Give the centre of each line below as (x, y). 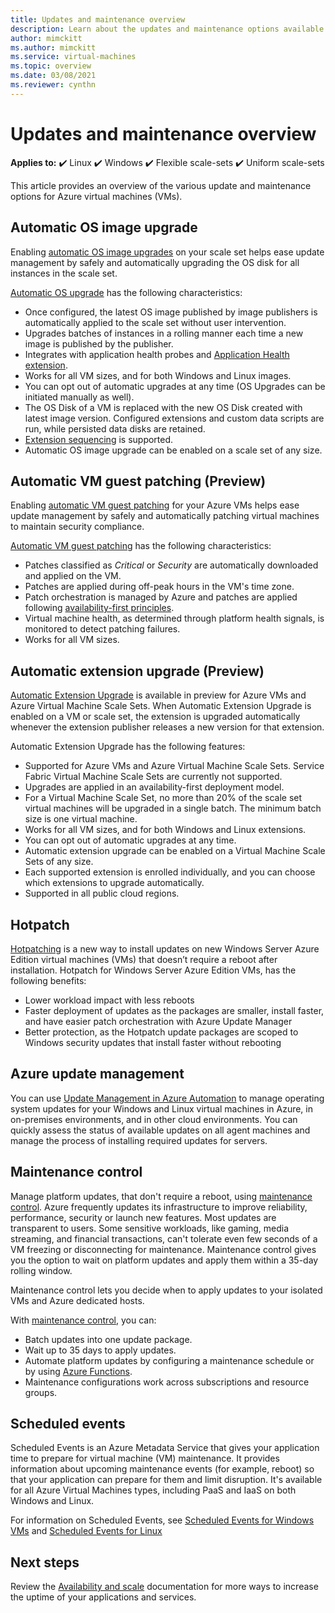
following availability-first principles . (99, 608)
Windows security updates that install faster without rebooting (153, 1042)
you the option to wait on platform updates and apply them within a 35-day (164, 1260)
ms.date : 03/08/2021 (53, 76)
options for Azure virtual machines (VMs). (96, 196)
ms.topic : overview (51, 66)
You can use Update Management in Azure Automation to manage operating (167, 1098)
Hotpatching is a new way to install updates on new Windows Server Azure (165, 948)
